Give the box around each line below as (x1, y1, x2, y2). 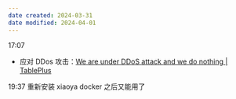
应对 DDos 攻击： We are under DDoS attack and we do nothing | (19, 57, 228, 66)
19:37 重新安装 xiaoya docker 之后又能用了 (8, 82, 146, 91)
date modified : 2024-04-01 (8, 19, 96, 27)
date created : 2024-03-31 (8, 11, 93, 20)
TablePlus (19, 65, 52, 75)
